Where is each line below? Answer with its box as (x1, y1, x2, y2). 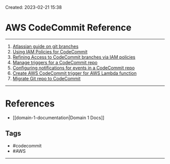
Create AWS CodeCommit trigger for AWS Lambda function (12, 70, 137, 76)
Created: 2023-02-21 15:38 (5, 5, 62, 10)
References (5, 98, 55, 110)
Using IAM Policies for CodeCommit (12, 48, 88, 54)
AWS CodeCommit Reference (5, 22, 132, 33)
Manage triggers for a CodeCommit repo (12, 59, 98, 65)
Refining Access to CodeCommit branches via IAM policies (12, 54, 136, 60)
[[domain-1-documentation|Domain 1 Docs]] (12, 115, 105, 121)
